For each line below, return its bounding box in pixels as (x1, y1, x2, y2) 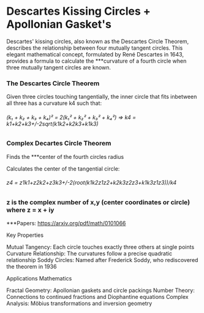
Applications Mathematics (6, 275, 72, 282)
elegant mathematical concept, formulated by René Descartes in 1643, (6, 50, 184, 58)
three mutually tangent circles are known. (6, 63, 111, 71)
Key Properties (6, 231, 44, 239)
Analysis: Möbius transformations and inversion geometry (6, 299, 153, 307)
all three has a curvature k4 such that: (6, 99, 102, 107)
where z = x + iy (6, 206, 55, 214)
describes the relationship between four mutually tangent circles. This (6, 44, 183, 52)
